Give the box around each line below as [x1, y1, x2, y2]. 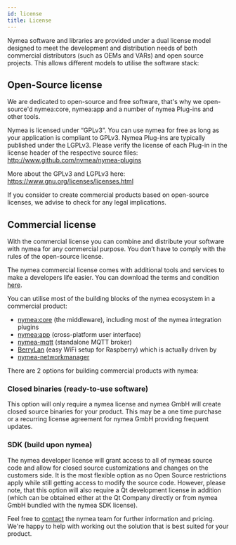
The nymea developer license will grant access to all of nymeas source [7, 456, 213, 464]
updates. [7, 423, 33, 431]
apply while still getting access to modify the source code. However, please [7, 478, 226, 487]
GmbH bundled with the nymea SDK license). [7, 501, 138, 509]
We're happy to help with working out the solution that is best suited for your [7, 522, 229, 530]
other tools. [7, 113, 41, 121]
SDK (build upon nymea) [7, 440, 93, 450]
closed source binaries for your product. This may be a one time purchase [7, 407, 222, 416]
